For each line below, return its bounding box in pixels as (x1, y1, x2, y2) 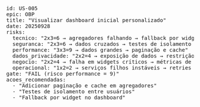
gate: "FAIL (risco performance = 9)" (6, 71, 120, 77)
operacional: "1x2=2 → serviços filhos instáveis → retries (12, 65, 192, 71)
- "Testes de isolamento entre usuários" (12, 89, 135, 95)
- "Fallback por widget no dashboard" (12, 95, 126, 100)
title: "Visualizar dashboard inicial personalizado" (6, 17, 167, 23)
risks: (6, 29, 26, 35)
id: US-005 (6, 5, 38, 11)
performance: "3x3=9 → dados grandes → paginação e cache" (12, 47, 189, 53)
